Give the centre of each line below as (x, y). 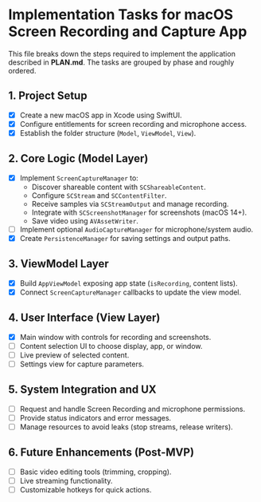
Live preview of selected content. (74, 355)
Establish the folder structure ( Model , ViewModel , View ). (108, 132)
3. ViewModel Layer (58, 264)
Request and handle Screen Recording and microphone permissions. (132, 409)
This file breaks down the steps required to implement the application (122, 53)
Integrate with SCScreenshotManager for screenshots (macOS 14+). (139, 212)
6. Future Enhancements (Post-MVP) (101, 453)
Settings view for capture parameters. (82, 364)
